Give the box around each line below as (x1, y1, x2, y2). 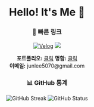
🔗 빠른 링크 (32, 28, 62, 36)
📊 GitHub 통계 (26, 79, 68, 87)
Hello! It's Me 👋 (9, 5, 85, 19)
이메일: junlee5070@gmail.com (9, 62, 85, 69)
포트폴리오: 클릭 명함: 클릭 (16, 55, 78, 62)
